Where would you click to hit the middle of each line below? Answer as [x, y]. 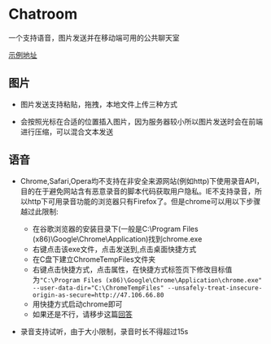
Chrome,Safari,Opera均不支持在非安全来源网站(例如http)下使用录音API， [142, 181]
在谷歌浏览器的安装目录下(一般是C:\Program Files [115, 229]
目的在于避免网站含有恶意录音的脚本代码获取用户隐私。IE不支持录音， [137, 191]
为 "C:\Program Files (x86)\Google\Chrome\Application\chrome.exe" [147, 279]
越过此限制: [39, 211]
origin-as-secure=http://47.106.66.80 [98, 295]
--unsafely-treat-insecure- [215, 288]
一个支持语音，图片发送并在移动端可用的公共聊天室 [94, 37]
